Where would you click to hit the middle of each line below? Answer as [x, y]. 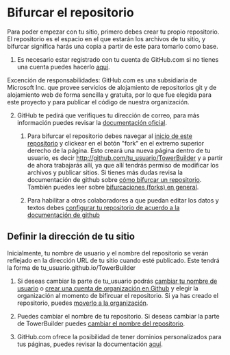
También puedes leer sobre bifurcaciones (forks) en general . [113, 187]
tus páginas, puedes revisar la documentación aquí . [90, 344]
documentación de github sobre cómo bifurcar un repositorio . [114, 179]
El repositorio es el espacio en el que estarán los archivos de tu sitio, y [106, 38]
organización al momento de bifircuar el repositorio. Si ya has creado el [118, 295]
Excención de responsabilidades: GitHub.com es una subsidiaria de [102, 80]
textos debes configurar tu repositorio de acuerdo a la [103, 207]
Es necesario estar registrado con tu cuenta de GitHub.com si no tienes [118, 59]
